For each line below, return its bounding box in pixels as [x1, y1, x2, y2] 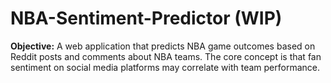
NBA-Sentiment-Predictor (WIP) [10, 7, 283, 30]
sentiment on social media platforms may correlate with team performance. [10, 61, 320, 73]
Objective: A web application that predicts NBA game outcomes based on [10, 40, 316, 52]
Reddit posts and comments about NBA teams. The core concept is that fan [10, 50, 322, 62]
